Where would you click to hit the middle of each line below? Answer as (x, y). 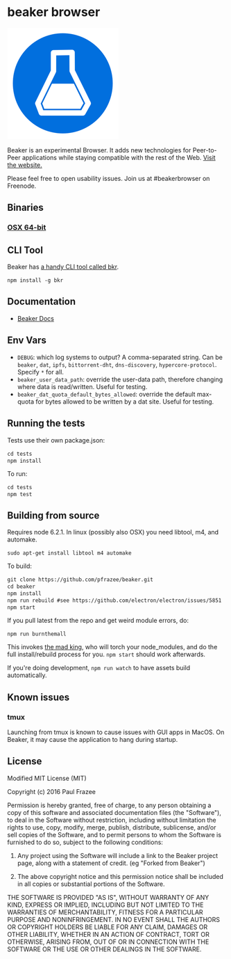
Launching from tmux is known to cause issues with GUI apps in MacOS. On (116, 732)
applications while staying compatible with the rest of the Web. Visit (119, 157)
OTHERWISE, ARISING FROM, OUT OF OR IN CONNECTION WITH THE (108, 942)
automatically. (27, 675)
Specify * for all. (41, 372)
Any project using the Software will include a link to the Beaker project (118, 855)
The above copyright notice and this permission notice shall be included (120, 876)
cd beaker (22, 587)
